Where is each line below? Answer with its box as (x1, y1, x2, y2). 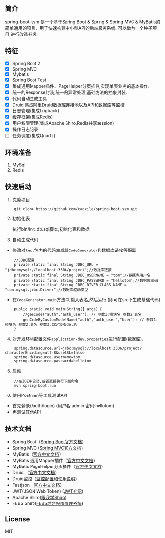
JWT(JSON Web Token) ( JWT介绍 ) (12, 488, 84, 494)
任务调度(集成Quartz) (12, 133, 56, 139)
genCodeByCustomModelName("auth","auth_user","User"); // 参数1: (23, 317, 159, 322)
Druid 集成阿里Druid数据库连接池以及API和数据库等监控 (12, 102, 125, 108)
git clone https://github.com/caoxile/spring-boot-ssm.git (14, 207, 138, 212)
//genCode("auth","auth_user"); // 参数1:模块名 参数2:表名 (23, 312, 142, 317)
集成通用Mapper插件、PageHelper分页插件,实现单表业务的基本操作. (12, 83, 150, 89)
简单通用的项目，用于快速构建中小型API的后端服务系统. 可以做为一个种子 (5, 25, 153, 31)
